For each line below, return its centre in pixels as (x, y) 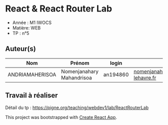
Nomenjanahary (80, 71)
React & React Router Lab (59, 9)
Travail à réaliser (32, 95)
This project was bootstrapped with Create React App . (61, 117)
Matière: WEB (26, 27)
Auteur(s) (20, 49)
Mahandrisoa (76, 77)
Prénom (80, 63)
